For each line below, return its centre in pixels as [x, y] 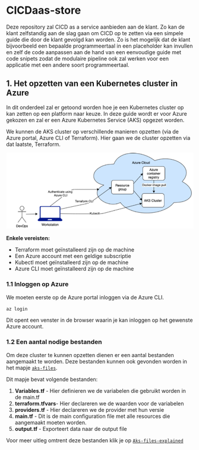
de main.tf [27, 397]
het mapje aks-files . [32, 368]
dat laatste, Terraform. [34, 144]
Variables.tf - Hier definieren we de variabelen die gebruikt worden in [100, 390]
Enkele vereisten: [28, 238]
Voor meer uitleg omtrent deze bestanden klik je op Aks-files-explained [95, 440]
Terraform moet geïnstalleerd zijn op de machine [75, 250]
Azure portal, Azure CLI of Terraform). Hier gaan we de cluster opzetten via [98, 138]
